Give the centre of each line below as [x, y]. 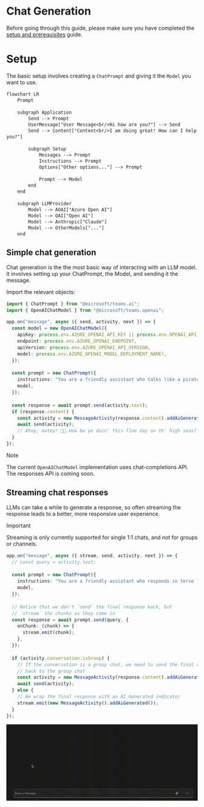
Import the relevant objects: [41, 292]
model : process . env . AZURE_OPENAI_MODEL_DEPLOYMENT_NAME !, [92, 354]
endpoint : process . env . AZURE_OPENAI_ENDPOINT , [77, 342]
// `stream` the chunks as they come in [63, 613]
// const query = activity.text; [54, 562]
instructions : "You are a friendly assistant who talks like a [99, 380]
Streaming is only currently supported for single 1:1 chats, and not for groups [102, 537]
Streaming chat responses [57, 493]
